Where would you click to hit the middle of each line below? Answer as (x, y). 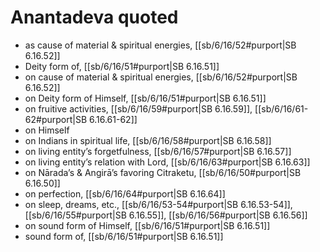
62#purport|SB (56, 119)
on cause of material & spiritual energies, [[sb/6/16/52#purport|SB (161, 77)
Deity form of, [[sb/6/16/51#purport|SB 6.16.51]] (122, 66)
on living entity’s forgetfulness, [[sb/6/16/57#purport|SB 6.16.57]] (158, 151)
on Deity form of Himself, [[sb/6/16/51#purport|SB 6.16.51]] (145, 98)
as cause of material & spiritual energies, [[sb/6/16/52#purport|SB (160, 45)
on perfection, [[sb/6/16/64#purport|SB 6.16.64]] (125, 193)
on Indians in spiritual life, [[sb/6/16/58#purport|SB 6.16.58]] (148, 140)
